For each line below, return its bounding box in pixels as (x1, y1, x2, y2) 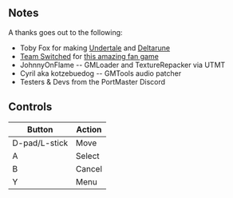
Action (76, 124, 102, 135)
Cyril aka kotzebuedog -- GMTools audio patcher (19, 68, 182, 78)
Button (26, 124, 53, 135)
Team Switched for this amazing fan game (19, 51, 160, 61)
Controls (8, 100, 53, 114)
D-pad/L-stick (12, 137, 69, 148)
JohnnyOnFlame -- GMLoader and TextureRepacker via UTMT (19, 60, 226, 69)
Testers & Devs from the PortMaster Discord (19, 77, 166, 86)
